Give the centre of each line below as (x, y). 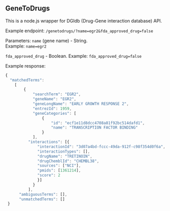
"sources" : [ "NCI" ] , (59, 166)
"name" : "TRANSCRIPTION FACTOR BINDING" (94, 128)
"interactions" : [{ (49, 142)
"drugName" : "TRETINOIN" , (65, 156)
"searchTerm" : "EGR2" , (57, 94)
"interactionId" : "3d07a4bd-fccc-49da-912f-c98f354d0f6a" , (102, 146)
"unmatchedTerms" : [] (42, 199)
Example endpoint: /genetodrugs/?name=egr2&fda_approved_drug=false (79, 31)
